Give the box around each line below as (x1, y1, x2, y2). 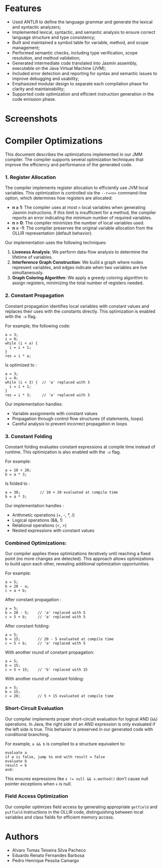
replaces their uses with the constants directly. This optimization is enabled (5, 308, 156, 314)
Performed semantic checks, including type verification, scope (12, 49, 138, 56)
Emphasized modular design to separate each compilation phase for (12, 80, 149, 86)
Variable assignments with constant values (12, 410, 98, 416)
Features (5, 3, 42, 14)
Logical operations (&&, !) (12, 517, 63, 523)
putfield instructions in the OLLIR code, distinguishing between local (5, 809, 144, 815)
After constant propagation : (5, 597, 62, 603)
